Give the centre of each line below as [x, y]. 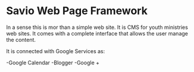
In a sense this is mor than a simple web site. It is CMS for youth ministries [97, 27]
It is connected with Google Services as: [56, 51]
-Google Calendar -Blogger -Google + [53, 63]
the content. [21, 40]
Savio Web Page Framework [77, 11]
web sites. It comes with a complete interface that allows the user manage [97, 33]
